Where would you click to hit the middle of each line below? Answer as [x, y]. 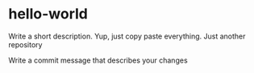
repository [25, 44]
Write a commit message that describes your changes [98, 60]
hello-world [48, 14]
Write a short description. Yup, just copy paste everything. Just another [127, 36]
